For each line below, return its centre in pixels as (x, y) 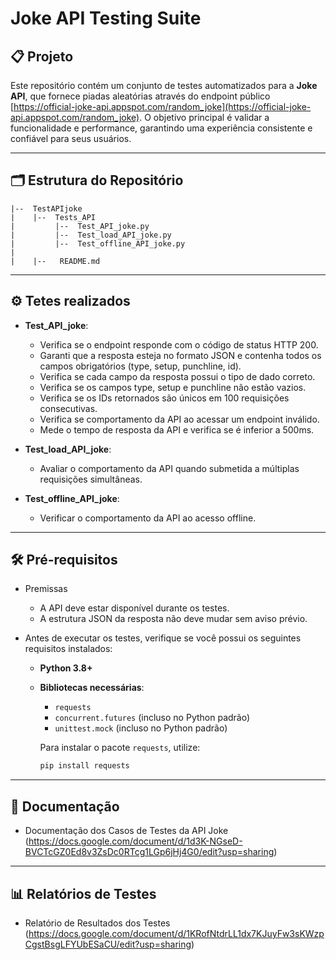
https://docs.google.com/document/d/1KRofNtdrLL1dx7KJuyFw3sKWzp (176, 933)
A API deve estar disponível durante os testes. (134, 608)
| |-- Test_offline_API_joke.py (98, 243)
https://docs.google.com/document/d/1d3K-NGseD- (135, 841)
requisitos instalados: (68, 649)
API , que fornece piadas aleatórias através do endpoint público (140, 96)
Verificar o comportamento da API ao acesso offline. (148, 518)
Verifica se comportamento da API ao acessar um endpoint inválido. (179, 419)
